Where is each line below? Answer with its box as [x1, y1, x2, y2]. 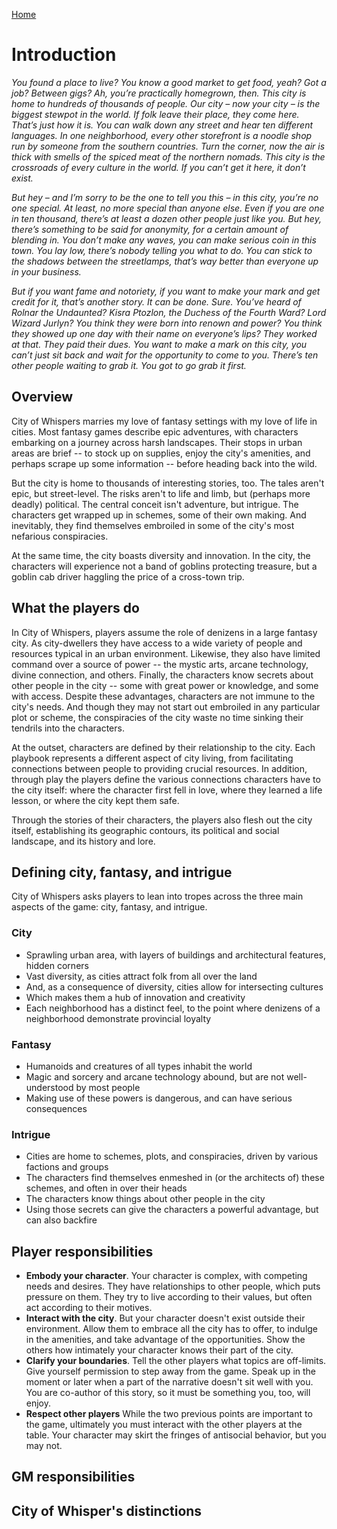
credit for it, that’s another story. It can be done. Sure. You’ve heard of [11, 295, 302, 308]
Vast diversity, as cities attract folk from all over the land [25, 970, 258, 982]
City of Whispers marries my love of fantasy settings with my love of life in [11, 415, 318, 427]
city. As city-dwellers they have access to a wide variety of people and [11, 637, 303, 649]
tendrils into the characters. [11, 722, 125, 734]
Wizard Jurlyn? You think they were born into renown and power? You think [11, 317, 323, 329]
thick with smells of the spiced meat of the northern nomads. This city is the [11, 150, 326, 163]
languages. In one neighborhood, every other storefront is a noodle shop [11, 129, 313, 141]
